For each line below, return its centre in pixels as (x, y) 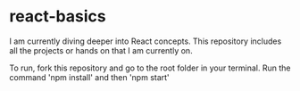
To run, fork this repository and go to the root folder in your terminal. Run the (150, 68)
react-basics (58, 17)
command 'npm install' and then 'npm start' (89, 77)
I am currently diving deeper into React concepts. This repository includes (146, 41)
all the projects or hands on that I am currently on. (101, 50)
